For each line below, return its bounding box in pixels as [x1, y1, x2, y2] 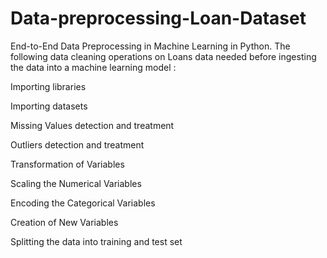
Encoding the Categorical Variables [10, 197, 156, 209]
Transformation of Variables [10, 158, 125, 170]
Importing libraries [10, 80, 87, 92]
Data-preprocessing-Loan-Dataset [10, 7, 307, 30]
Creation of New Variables [10, 216, 119, 228]
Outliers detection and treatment [10, 138, 145, 151]
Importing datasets [10, 100, 88, 112]
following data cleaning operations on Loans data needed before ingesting [10, 50, 317, 62]
